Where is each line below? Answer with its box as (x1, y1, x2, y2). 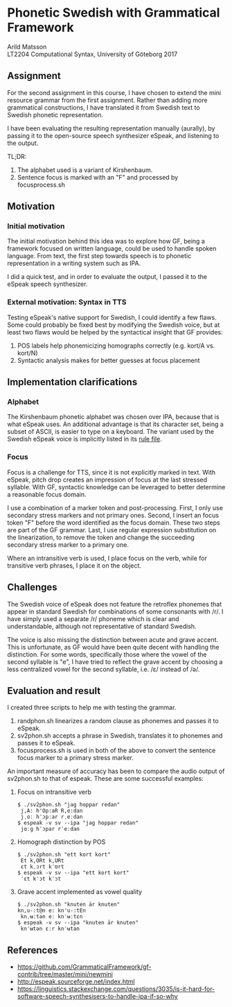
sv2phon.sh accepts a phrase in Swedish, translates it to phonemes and (17, 731, 223, 740)
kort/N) (17, 348, 38, 357)
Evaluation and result (7, 685, 101, 697)
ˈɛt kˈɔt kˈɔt (20, 876, 62, 883)
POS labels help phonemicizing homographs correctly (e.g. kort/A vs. (17, 341, 215, 350)
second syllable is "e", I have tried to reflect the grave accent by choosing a (7, 657, 223, 666)
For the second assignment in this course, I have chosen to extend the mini (7, 88, 222, 96)
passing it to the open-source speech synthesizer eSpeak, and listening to (7, 131, 220, 139)
